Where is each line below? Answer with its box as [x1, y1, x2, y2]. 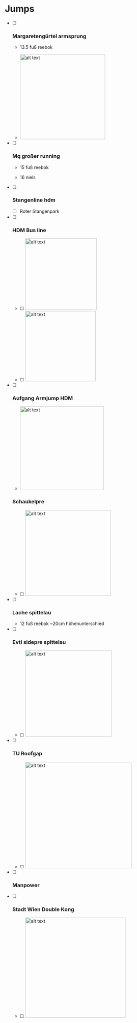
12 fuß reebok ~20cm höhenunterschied [19, 620, 104, 627]
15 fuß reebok [19, 164, 49, 170]
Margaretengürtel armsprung [12, 33, 87, 40]
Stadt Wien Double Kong [12, 905, 74, 913]
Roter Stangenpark [19, 208, 60, 214]
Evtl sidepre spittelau [12, 639, 66, 645]
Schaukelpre [12, 498, 44, 505]
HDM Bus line [12, 226, 46, 234]
